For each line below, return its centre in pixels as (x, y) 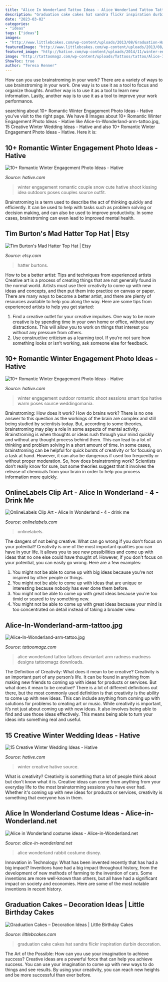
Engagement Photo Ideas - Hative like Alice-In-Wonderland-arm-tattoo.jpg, (82, 122)
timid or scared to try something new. (51, 599)
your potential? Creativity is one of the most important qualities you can (79, 547)
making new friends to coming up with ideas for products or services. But (81, 682)
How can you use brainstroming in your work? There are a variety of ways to (84, 80)
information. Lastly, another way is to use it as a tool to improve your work (81, 96)
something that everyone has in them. (44, 798)
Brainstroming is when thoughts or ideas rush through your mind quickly (79, 434)
